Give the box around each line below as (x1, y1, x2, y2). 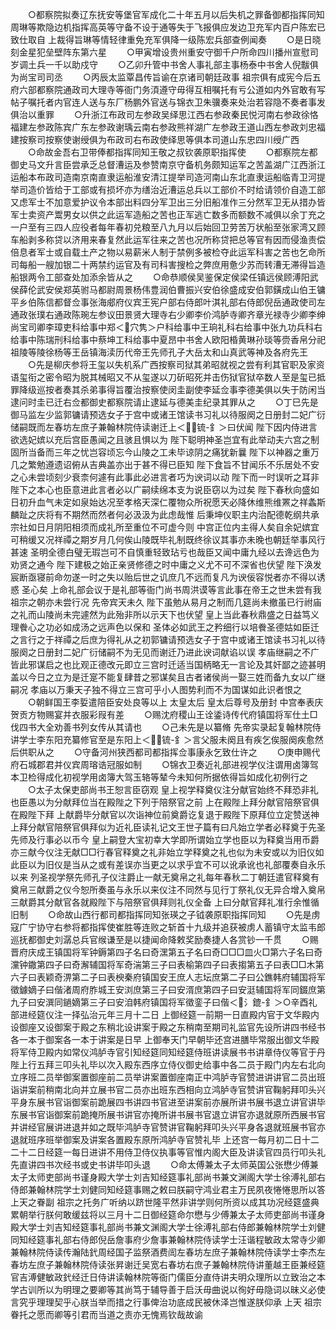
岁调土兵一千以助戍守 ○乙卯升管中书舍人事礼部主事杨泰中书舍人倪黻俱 (10, 59, 319, 70)
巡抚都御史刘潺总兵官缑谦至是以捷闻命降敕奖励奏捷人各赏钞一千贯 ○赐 (10, 934, 319, 945)
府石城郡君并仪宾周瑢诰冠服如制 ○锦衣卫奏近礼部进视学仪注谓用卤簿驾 (10, 759, 319, 770)
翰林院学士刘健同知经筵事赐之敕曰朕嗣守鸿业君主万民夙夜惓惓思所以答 (36, 1184, 326, 1195)
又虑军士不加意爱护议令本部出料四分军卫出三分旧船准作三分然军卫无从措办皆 (10, 196, 326, 208)
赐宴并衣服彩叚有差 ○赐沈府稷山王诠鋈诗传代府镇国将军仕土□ (44, 709, 318, 720)
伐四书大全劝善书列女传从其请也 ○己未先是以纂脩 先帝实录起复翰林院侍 (10, 721, 322, 733)
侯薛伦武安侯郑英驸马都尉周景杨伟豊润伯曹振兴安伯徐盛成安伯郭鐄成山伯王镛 (10, 284, 326, 295)
